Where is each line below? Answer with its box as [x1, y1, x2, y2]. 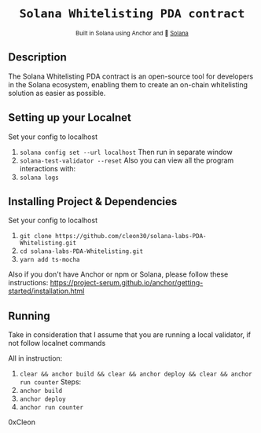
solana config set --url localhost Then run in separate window [19, 147, 233, 156]
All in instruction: [8, 354, 63, 363]
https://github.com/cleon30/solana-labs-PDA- [54, 233, 207, 240]
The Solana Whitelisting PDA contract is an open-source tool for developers [8, 72, 254, 81]
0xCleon [8, 417, 35, 427]
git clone [19, 233, 53, 240]
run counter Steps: [19, 377, 82, 387]
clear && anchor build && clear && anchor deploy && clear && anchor [19, 370, 253, 379]
